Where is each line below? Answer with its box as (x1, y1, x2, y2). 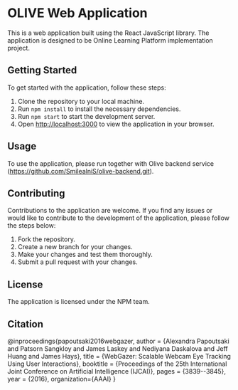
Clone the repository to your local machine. (17, 97, 144, 105)
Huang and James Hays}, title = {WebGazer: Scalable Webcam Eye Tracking (7, 352, 231, 360)
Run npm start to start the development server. (17, 112, 156, 120)
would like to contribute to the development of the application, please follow (7, 214, 229, 222)
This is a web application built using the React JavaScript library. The (7, 28, 210, 37)
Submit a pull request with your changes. (17, 258, 138, 266)
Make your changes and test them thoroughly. (17, 251, 153, 259)
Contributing (7, 187, 65, 199)
